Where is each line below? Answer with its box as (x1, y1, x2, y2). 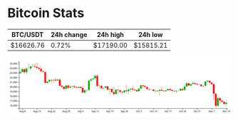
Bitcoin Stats (7, 5, 85, 21)
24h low (138, 31, 163, 39)
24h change (51, 31, 88, 39)
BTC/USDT (11, 31, 44, 39)
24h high (96, 31, 125, 39)
